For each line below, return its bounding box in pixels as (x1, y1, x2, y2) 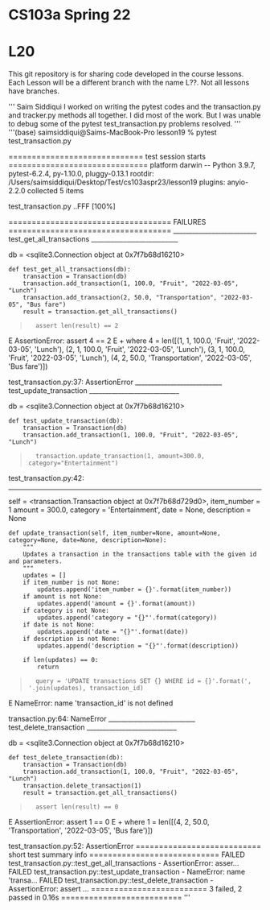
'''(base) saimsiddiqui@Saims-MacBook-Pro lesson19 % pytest (8, 127, 217, 138)
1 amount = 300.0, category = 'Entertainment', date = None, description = (8, 505, 252, 515)
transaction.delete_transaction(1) (22, 782, 142, 790)
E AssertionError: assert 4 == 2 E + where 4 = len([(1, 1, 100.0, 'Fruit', (8, 336, 235, 345)
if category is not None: (22, 606, 110, 615)
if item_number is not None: (22, 578, 121, 587)
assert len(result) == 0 (35, 803, 119, 811)
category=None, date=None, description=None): (8, 536, 167, 544)
